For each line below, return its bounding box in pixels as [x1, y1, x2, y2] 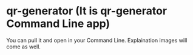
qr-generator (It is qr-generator [6, 4, 168, 18]
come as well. [6, 43, 41, 50]
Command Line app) [6, 17, 110, 30]
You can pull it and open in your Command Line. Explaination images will [6, 36, 188, 44]
